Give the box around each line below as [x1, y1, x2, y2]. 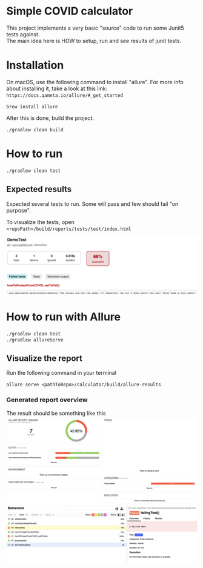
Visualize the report [6, 353, 83, 364]
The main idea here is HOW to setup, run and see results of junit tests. [6, 37, 182, 44]
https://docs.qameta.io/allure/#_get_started [6, 92, 123, 98]
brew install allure [6, 104, 59, 110]
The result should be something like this [6, 409, 106, 417]
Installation [6, 59, 64, 72]
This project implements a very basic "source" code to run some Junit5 [6, 24, 185, 31]
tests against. [6, 30, 40, 38]
